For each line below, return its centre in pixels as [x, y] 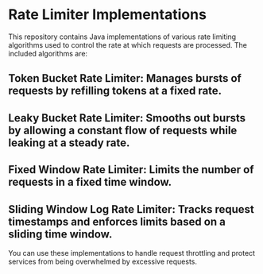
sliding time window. [60, 234]
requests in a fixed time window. [90, 182]
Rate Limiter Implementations [107, 15]
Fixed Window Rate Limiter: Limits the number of [131, 170]
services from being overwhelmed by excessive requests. [102, 261]
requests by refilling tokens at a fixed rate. [115, 91]
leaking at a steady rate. [69, 143]
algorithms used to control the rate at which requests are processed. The [128, 44]
